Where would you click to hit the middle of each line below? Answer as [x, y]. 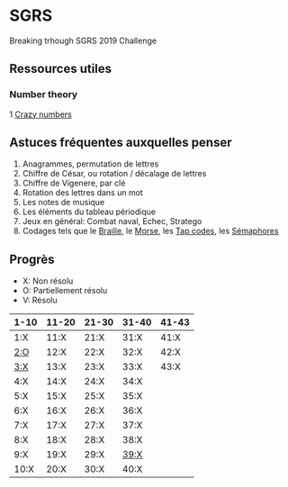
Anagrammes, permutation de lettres [90, 164]
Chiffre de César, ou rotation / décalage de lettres [114, 174]
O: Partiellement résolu [65, 291]
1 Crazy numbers [40, 114]
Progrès [32, 259]
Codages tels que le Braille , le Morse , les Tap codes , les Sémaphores [150, 231]
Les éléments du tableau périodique [89, 212]
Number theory [44, 95]
